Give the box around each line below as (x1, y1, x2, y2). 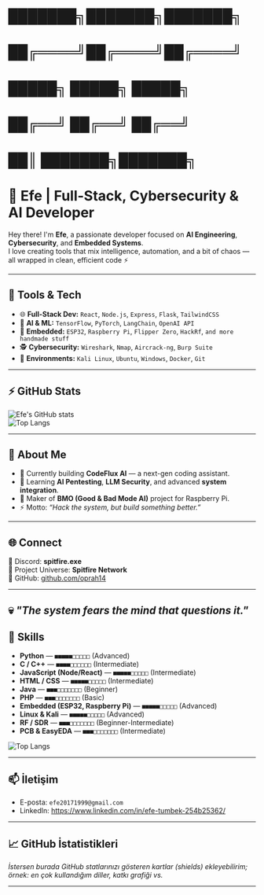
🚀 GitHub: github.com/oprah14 (8, 573, 106, 583)
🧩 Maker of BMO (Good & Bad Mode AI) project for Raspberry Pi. (19, 494, 230, 503)
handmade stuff (19, 334, 70, 343)
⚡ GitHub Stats (8, 385, 81, 398)
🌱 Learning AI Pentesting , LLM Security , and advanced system (19, 477, 227, 487)
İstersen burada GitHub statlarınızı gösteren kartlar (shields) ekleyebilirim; (8, 861, 248, 871)
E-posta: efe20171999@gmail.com (19, 797, 123, 807)
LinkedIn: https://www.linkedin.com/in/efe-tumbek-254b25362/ (19, 806, 226, 816)
